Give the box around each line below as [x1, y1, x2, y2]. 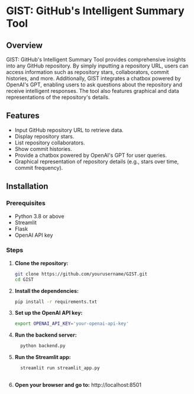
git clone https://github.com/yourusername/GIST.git [14, 271, 148, 277]
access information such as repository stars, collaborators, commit [6, 69, 169, 75]
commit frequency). [14, 164, 63, 171]
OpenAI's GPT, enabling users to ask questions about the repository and [6, 81, 182, 88]
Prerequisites [6, 199, 46, 208]
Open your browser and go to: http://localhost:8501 [14, 381, 142, 388]
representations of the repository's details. [6, 93, 110, 101]
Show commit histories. [14, 145, 72, 152]
